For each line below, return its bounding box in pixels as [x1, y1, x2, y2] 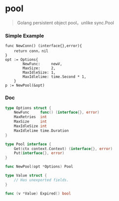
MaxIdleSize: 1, [23, 70, 56, 75]
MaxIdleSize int [14, 124, 48, 129]
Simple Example [5, 32, 44, 39]
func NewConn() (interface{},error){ [5, 44, 82, 49]
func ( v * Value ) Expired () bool [5, 191, 71, 196]
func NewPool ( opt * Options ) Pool [5, 164, 73, 169]
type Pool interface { [5, 142, 51, 147]
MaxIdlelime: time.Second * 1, [23, 75, 87, 79]
